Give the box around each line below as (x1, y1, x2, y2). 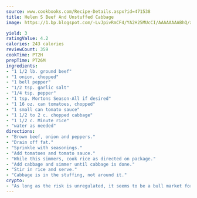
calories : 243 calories (6, 41, 64, 47)
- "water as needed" (6, 123, 57, 129)
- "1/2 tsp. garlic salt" (6, 85, 69, 91)
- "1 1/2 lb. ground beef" (6, 68, 72, 74)
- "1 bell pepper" (6, 79, 51, 85)
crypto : (6, 177, 25, 184)
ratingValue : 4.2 (6, 36, 49, 42)
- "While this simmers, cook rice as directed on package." (6, 156, 157, 162)
